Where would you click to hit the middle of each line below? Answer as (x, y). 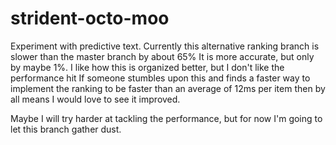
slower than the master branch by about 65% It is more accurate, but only (162, 56)
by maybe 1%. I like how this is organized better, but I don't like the (147, 67)
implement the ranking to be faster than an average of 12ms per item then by (168, 88)
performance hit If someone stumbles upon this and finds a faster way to (160, 78)
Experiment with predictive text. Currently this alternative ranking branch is (165, 46)
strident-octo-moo (90, 18)
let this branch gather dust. (66, 129)
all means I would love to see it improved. (95, 99)
